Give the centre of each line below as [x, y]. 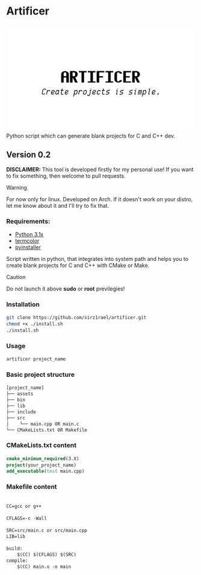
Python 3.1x [29, 234]
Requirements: [28, 221]
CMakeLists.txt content [42, 445]
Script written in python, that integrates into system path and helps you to [97, 259]
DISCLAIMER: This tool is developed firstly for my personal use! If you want [100, 169]
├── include [21, 412]
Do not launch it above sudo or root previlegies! [66, 289]
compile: [17, 561]
